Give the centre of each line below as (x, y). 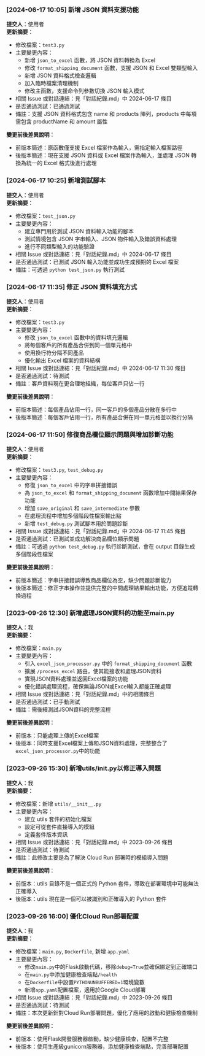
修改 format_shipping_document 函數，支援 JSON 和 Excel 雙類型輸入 (111, 68)
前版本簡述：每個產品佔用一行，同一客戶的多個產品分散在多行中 (96, 409)
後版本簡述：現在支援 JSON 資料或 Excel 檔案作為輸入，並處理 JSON (102, 155)
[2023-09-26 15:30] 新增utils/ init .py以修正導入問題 (84, 768)
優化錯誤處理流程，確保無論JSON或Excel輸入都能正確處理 (98, 687)
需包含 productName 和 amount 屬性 (61, 121)
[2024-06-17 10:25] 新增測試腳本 (56, 180)
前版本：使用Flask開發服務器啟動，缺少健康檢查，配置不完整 (92, 1039)
